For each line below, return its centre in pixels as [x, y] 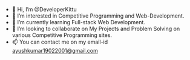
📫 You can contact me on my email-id [60, 42]
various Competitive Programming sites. [62, 35]
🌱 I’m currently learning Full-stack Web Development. [78, 22]
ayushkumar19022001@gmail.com [55, 51]
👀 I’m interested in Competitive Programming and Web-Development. [98, 16]
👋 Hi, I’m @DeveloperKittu [44, 9]
